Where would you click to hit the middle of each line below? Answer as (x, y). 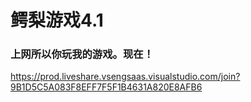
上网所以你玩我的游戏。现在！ (82, 54)
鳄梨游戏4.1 (57, 20)
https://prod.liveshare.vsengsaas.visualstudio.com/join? (125, 77)
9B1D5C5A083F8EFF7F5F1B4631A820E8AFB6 (106, 87)
